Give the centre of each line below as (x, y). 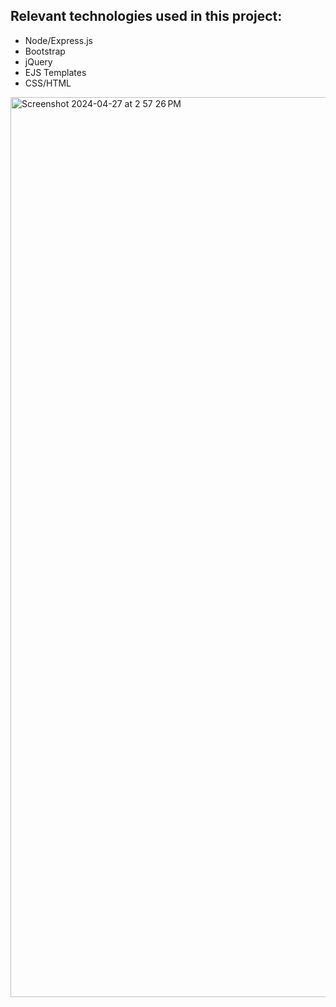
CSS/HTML (48, 83)
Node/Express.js (58, 40)
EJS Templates (55, 72)
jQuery (38, 61)
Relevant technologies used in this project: (146, 16)
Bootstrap (45, 51)
